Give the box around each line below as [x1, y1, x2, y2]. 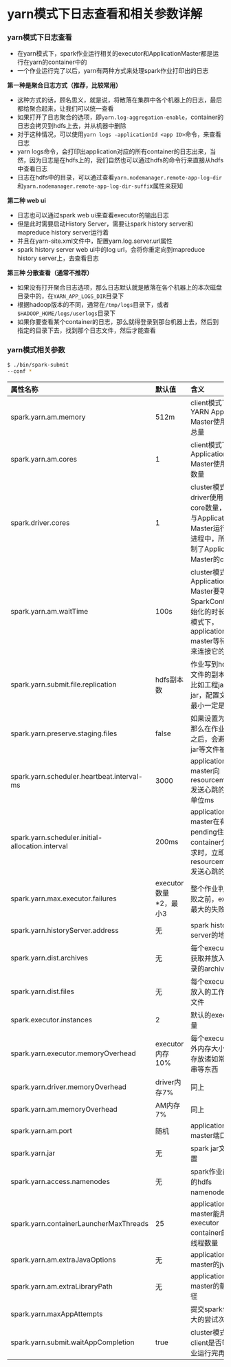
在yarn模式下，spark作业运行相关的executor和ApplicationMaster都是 [16, 50, 213, 58]
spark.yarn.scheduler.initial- [10, 832, 103, 842]
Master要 [190, 586, 220, 596]
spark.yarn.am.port [10, 1126, 72, 1135]
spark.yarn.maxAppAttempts [10, 1309, 103, 1318]
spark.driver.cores [10, 517, 70, 527]
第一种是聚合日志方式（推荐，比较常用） [7, 81, 122, 89]
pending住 [190, 827, 225, 837]
